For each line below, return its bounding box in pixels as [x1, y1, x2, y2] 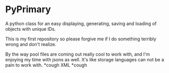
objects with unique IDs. [5, 26, 56, 32]
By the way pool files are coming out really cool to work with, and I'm [5, 51, 150, 57]
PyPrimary [5, 4, 51, 15]
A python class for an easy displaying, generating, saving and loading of [5, 20, 157, 27]
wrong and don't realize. [5, 41, 57, 47]
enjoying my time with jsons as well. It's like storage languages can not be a [5, 56, 164, 62]
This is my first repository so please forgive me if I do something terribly [5, 36, 157, 42]
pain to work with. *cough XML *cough [5, 62, 88, 68]
